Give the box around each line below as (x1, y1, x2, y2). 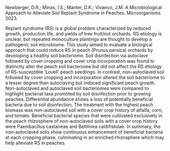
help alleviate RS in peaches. (5, 140, 66, 146)
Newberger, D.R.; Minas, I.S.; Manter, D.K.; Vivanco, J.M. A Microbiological (5, 5, 162, 10)
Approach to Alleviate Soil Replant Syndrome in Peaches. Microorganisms (5, 10, 161, 16)
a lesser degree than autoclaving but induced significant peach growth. (5, 80, 156, 86)
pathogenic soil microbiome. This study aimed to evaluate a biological (5, 42, 153, 48)
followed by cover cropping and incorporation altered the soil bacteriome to (5, 74, 165, 80)
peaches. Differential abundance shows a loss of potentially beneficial (5, 96, 154, 102)
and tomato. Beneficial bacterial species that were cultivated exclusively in (5, 112, 163, 119)
